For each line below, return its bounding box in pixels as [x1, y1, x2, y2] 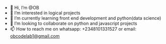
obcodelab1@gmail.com [10, 33, 60, 39]
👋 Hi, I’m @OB [10, 5, 39, 10]
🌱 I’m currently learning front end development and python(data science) [10, 15, 161, 21]
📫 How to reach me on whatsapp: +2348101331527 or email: [10, 26, 137, 32]
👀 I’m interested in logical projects [10, 10, 80, 16]
